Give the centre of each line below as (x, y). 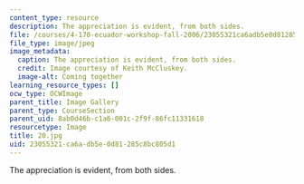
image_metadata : (40, 52)
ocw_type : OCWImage (46, 93)
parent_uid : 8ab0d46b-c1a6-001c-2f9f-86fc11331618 (107, 119)
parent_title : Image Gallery (64, 102)
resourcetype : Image (48, 128)
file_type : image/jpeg (52, 43)
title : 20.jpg (36, 136)
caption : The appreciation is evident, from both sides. (127, 60)
